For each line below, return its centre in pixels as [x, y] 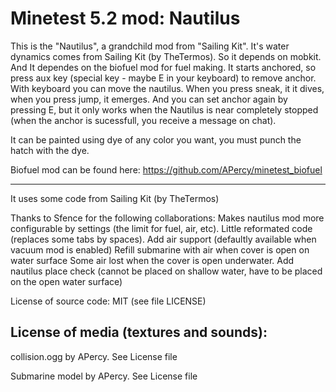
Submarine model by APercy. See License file [104, 376]
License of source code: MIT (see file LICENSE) [108, 301]
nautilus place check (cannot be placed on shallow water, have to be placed [166, 271]
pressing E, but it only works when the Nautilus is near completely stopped [164, 109]
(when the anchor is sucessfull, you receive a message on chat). [143, 120]
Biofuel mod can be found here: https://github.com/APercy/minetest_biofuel [166, 169]
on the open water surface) [66, 281]
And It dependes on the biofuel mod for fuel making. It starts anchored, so [163, 67]
